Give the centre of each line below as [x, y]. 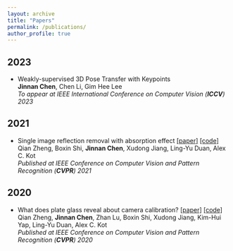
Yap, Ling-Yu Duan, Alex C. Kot [62, 225]
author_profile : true [39, 33]
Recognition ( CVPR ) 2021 [54, 171]
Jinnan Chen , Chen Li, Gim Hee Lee [70, 87]
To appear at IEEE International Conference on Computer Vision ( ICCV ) [121, 94]
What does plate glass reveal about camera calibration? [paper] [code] [120, 209]
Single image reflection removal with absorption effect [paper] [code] [118, 140]
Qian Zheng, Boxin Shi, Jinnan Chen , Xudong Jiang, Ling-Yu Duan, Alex [122, 148]
